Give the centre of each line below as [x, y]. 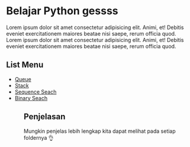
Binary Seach [31, 98]
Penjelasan [44, 117]
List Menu [25, 65]
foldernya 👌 [39, 138]
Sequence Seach [36, 92]
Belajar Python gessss [62, 11]
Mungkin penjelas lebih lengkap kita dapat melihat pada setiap [99, 131]
